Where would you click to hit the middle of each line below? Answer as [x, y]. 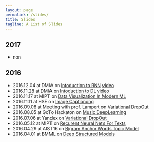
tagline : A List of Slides [34, 24]
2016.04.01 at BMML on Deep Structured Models [63, 134]
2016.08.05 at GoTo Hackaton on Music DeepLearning [69, 112]
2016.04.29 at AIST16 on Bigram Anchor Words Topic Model [76, 128]
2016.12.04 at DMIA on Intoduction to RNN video [63, 85]
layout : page [19, 10]
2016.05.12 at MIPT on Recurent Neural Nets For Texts [69, 123]
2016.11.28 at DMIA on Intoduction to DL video [61, 91]
